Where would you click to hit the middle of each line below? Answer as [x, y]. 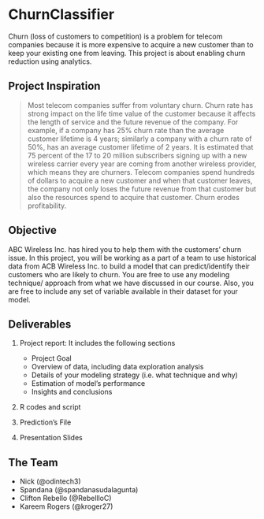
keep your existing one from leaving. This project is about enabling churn [127, 53]
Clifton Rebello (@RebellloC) [65, 499]
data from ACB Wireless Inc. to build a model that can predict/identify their [129, 266]
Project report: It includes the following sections [97, 343]
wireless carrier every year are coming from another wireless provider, [142, 164]
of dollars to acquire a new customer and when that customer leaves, [140, 180]
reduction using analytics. [50, 61]
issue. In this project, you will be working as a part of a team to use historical [132, 258]
